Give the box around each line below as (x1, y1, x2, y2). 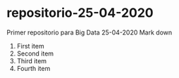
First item (16, 41, 44, 50)
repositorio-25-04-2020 (6, 5, 154, 21)
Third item (16, 56, 47, 65)
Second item (16, 49, 54, 58)
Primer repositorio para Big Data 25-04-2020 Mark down (6, 28, 173, 37)
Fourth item (16, 64, 51, 72)
